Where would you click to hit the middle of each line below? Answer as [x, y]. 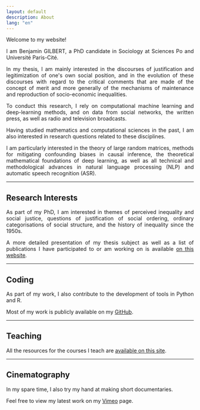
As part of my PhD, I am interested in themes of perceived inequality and [100, 212]
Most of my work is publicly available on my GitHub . [70, 312]
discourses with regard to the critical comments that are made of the [100, 82]
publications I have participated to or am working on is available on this [100, 249]
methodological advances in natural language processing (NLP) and [100, 167]
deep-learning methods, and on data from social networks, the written [100, 112]
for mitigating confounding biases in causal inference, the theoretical [100, 154]
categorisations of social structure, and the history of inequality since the [100, 225]
